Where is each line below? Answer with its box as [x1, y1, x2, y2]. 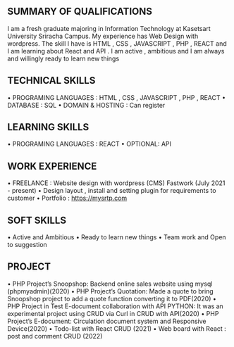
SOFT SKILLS [7, 214, 67, 226]
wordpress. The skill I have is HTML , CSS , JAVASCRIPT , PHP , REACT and [7, 39, 227, 48]
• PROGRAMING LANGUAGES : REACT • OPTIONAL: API [7, 140, 171, 149]
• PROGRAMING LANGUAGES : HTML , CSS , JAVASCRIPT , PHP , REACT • [7, 93, 226, 101]
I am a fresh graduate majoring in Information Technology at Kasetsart [7, 24, 211, 32]
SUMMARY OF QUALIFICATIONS [7, 6, 153, 18]
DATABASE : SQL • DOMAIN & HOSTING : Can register [7, 101, 166, 109]
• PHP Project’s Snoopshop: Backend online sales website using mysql [7, 279, 213, 288]
